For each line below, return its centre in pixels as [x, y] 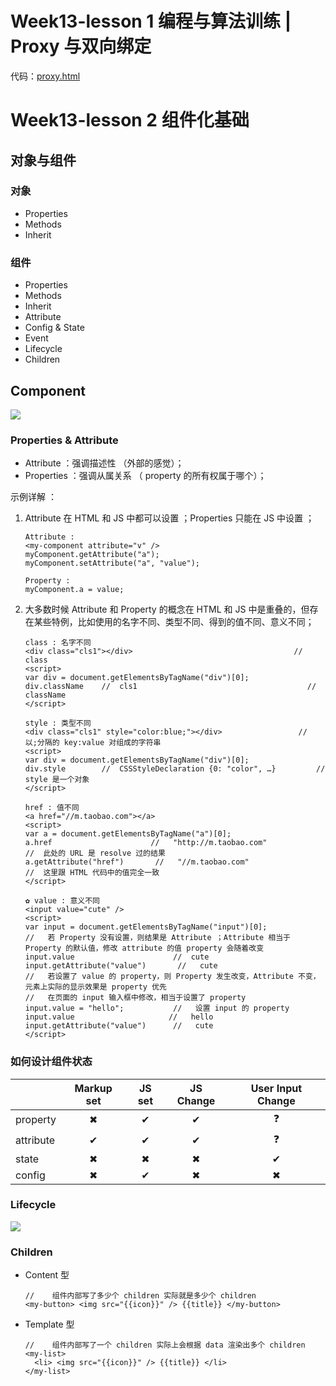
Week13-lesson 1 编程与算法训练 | [151, 21]
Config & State [54, 328]
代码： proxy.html [45, 76]
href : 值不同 [52, 808]
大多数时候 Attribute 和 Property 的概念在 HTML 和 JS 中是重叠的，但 [167, 609]
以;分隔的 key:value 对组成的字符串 [93, 743]
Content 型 [47, 1275]
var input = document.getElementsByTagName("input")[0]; [146, 927]
